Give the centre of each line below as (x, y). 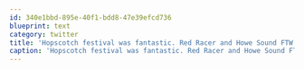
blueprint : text (40, 26)
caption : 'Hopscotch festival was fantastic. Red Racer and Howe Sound (147, 51)
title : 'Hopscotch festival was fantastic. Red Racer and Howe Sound (143, 43)
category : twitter (44, 34)
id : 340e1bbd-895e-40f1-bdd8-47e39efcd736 (90, 17)
